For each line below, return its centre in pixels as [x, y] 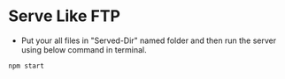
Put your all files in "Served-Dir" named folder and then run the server [149, 40]
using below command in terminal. [84, 49]
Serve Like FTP [65, 16]
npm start [27, 66]
